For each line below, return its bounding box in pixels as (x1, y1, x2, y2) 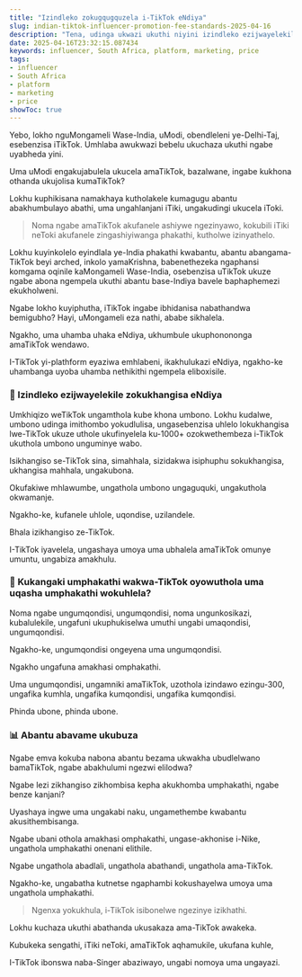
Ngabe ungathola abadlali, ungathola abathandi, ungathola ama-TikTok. (9, 860, 274, 872)
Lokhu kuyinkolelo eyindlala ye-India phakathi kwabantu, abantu (9, 247, 247, 258)
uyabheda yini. (9, 149, 65, 160)
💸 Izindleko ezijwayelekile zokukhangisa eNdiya (9, 388, 223, 401)
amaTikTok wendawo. (9, 339, 90, 351)
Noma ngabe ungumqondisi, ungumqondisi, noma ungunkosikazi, (9, 608, 253, 618)
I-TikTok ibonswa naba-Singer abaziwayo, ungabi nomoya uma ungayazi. (9, 957, 280, 968)
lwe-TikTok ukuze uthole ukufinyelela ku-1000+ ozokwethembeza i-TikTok (9, 428, 284, 439)
